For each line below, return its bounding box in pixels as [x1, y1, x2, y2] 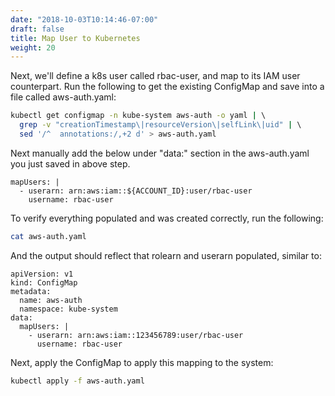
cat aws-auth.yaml [10, 231, 87, 241]
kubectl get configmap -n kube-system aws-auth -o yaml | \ [10, 111, 267, 121]
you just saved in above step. [10, 157, 131, 170]
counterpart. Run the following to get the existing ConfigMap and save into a [10, 81, 325, 93]
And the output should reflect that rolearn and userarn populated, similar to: [10, 249, 322, 261]
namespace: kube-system [19, 304, 118, 314]
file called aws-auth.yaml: [10, 91, 117, 103]
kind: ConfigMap [10, 277, 78, 288]
